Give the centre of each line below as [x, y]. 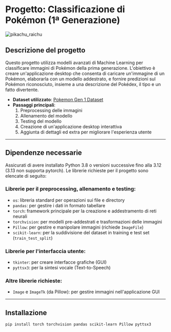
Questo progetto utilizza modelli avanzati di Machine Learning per [74, 63]
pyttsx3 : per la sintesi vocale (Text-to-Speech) [62, 268]
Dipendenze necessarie [44, 153]
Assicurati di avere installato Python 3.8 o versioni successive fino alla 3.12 [83, 165]
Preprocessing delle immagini [51, 110]
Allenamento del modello [46, 116]
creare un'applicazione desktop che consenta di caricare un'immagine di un [85, 73]
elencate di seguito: [26, 176]
